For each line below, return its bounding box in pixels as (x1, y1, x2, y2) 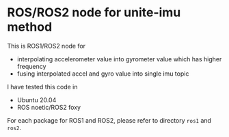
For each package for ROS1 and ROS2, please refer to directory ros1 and (7, 116, 212, 124)
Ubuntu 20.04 (16, 95, 57, 104)
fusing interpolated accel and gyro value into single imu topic (16, 70, 189, 78)
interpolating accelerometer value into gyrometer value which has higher (16, 55, 222, 63)
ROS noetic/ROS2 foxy (16, 103, 81, 111)
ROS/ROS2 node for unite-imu (7, 5, 181, 20)
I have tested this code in (7, 82, 78, 91)
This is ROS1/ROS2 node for (7, 42, 86, 50)
